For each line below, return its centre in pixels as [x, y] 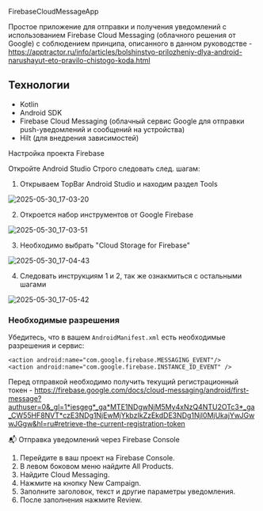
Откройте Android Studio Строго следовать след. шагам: [104, 168]
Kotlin [29, 104]
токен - [21, 390]
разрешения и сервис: [46, 346]
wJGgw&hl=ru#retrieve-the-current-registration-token [97, 424]
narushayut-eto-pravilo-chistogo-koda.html [79, 60]
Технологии [39, 85]
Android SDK [41, 112]
